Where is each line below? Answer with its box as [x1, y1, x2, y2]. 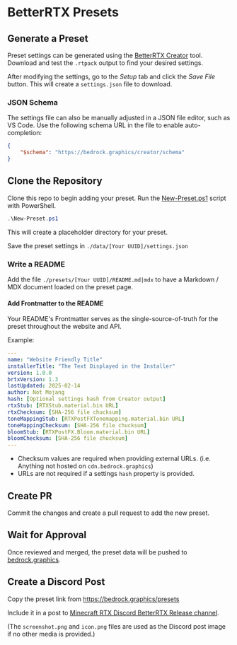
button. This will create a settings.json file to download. [7, 80, 173, 88]
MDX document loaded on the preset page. [7, 282, 133, 291]
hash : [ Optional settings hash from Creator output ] [7, 395, 166, 403]
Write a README [7, 259, 66, 269]
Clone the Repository [7, 175, 103, 187]
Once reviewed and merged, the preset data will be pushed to [7, 547, 187, 556]
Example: [7, 336, 35, 344]
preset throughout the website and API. [7, 322, 122, 331]
